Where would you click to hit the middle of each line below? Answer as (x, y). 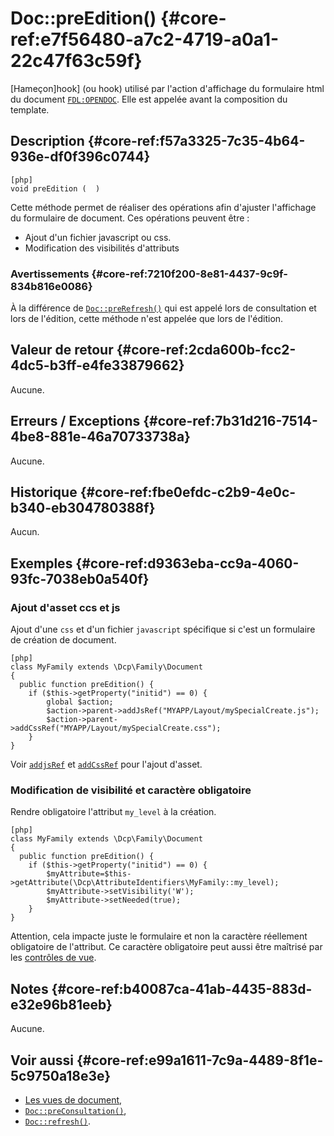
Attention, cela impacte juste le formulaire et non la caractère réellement (159, 936)
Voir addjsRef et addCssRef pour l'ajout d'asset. (106, 764)
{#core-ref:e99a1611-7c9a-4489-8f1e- (200, 1060)
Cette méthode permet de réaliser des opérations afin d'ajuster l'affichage (163, 207)
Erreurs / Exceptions (75, 421)
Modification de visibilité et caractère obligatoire (131, 790)
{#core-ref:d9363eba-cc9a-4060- (187, 563)
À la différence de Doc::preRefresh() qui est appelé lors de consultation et (163, 308)
